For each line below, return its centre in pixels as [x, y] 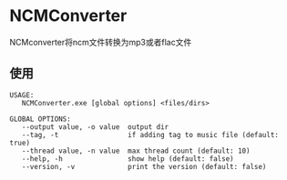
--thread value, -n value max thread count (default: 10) [136, 151]
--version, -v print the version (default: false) [144, 166]
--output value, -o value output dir [95, 127]
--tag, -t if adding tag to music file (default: [150, 135]
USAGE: [22, 95]
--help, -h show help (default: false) [128, 159]
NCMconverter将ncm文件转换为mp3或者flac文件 [101, 42]
